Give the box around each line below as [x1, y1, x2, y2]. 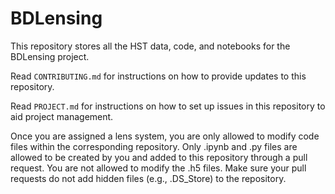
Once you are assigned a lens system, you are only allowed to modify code [10, 130, 320, 142]
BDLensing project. [10, 50, 90, 62]
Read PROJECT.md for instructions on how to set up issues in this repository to [10, 100, 326, 112]
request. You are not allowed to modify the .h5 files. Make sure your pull [10, 162, 307, 174]
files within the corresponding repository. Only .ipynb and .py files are [10, 140, 298, 152]
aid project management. [10, 110, 114, 122]
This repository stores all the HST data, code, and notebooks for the [10, 40, 291, 52]
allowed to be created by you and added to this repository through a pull [10, 151, 308, 163]
